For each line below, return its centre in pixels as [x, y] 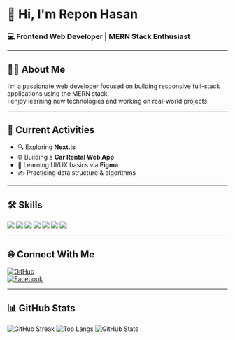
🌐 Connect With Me [51, 255]
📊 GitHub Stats [41, 308]
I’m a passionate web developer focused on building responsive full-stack [114, 86]
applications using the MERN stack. [58, 94]
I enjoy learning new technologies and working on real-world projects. [108, 101]
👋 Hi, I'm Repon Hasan [73, 14]
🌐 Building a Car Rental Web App [66, 157]
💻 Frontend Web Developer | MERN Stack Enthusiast [99, 36]
